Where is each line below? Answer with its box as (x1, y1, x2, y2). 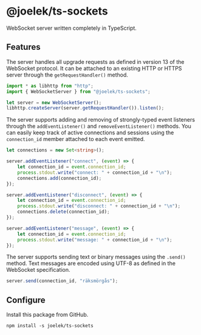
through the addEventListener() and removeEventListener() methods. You (6, 123, 191, 130)
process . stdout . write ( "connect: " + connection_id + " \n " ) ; (17, 169, 172, 176)
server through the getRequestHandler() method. (6, 71, 129, 78)
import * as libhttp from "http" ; (6, 83, 94, 89)
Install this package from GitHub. (6, 311, 89, 319)
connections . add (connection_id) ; (17, 175, 102, 181)
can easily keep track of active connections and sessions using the (6, 129, 174, 136)
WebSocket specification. (6, 266, 70, 274)
